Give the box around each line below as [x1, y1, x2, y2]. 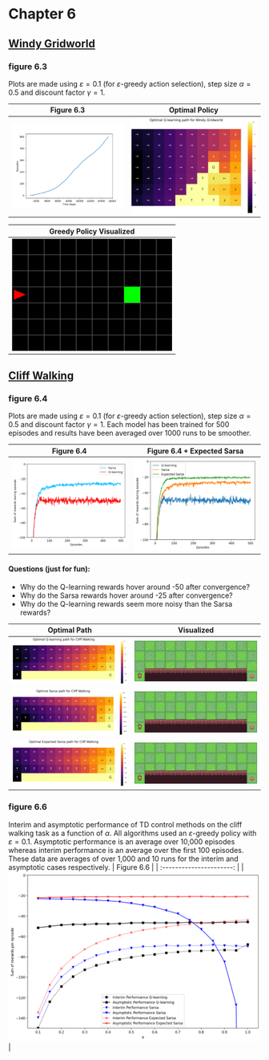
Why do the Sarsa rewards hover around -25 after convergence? [19, 591, 234, 600]
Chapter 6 [8, 5, 76, 23]
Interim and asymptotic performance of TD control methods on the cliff [8, 819, 243, 829]
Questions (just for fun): [8, 564, 90, 574]
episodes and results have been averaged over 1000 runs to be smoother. [8, 428, 252, 438]
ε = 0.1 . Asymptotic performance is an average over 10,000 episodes [8, 836, 235, 847]
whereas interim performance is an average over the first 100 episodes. [8, 845, 244, 855]
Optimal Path [47, 625, 92, 635]
